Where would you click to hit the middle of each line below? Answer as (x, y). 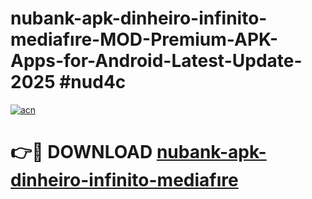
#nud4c (93, 82)
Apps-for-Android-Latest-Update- (156, 61)
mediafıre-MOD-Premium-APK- (144, 39)
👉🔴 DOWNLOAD (81, 152)
